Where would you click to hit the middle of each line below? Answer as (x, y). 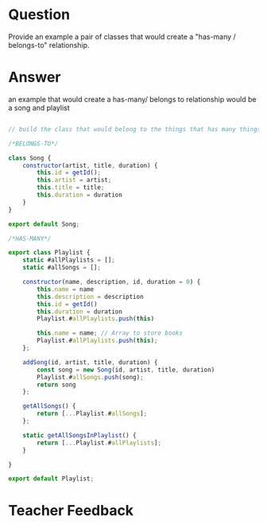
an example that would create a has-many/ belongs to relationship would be (132, 99)
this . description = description (91, 297)
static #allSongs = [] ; (62, 268)
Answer (35, 78)
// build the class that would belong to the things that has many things (135, 129)
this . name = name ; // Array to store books (110, 333)
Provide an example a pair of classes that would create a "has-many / (122, 37)
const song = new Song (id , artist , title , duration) (126, 370)
